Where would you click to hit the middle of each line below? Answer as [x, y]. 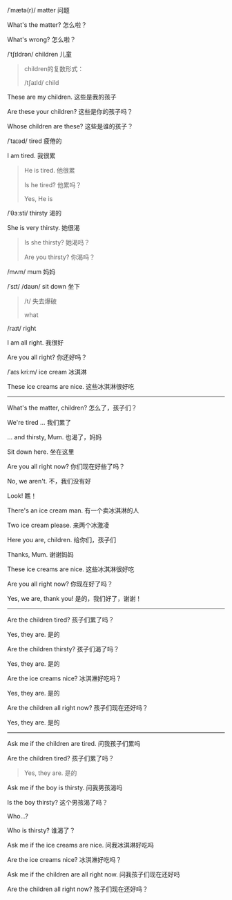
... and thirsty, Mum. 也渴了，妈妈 [55, 437]
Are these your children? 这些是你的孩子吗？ [70, 112]
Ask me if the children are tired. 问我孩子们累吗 [74, 744]
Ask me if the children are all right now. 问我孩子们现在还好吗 [94, 874]
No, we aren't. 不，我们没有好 [49, 481]
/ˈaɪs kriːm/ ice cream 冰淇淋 [47, 372]
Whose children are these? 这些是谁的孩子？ [70, 126]
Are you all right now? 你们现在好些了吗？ [66, 466]
